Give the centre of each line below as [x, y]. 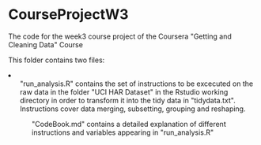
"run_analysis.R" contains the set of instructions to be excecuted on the [136, 84]
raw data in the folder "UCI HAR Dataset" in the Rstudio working [124, 91]
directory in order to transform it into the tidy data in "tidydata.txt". [127, 100]
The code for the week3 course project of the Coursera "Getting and [120, 36]
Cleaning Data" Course [45, 44]
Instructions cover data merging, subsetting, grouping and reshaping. [132, 109]
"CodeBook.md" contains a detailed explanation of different [129, 124]
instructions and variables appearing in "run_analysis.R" [123, 132]
